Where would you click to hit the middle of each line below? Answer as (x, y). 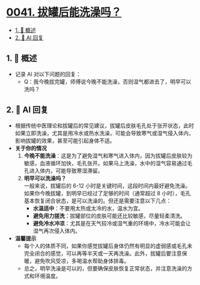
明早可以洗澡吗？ (45, 178)
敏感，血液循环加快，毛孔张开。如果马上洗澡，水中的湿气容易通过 (105, 163)
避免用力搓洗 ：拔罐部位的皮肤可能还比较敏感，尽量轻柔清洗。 (109, 216)
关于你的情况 (31, 148)
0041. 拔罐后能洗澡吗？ (64, 12)
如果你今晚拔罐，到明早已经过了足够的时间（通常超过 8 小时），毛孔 (107, 193)
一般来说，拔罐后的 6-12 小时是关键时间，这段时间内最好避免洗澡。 (107, 185)
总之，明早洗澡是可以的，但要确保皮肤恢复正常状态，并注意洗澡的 (105, 268)
